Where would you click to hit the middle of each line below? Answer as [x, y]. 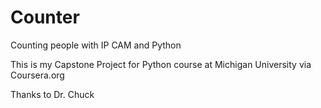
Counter [45, 17]
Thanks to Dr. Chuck [52, 94]
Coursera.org [37, 75]
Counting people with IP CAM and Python [96, 45]
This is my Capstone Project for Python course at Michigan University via [161, 64]
